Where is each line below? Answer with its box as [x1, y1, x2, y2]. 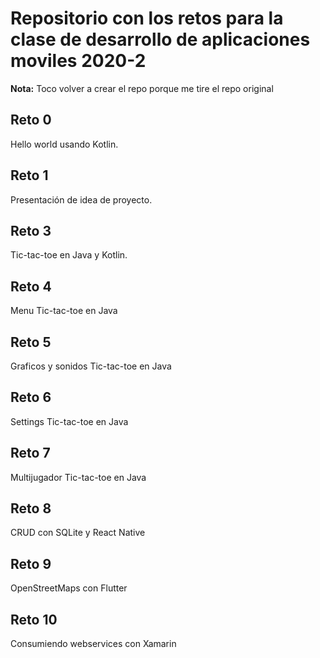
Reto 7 [10, 445, 51, 462]
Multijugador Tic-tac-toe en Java [10, 471, 147, 483]
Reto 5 [10, 333, 52, 351]
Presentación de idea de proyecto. [10, 193, 153, 206]
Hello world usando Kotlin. [10, 138, 119, 150]
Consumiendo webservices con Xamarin [10, 638, 177, 650]
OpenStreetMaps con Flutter [10, 582, 128, 594]
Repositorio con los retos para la [10, 7, 284, 30]
